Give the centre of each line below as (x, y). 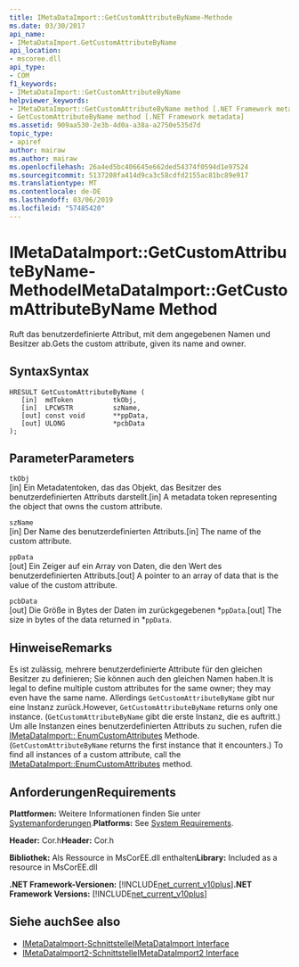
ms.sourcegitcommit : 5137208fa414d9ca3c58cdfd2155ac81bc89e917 (129, 175)
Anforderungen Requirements (93, 792)
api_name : (28, 34)
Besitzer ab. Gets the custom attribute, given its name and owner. (128, 343)
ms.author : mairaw (43, 158)
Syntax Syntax (49, 372)
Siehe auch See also (65, 922)
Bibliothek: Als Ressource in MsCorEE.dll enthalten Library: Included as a (143, 857)
